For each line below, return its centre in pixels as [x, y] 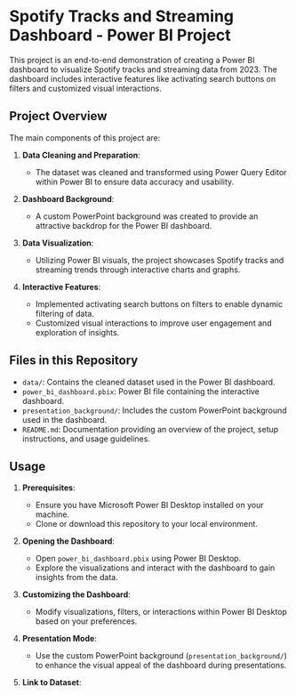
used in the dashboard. [64, 419]
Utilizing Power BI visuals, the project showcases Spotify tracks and [160, 260]
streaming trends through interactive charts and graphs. [138, 270]
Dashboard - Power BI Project [120, 35]
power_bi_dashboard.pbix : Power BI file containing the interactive [141, 391]
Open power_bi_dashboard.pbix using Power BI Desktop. [138, 559]
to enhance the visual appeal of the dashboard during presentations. [161, 666]
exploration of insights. [77, 332]
